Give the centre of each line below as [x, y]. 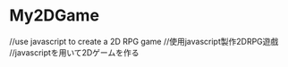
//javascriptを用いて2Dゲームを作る [74, 52]
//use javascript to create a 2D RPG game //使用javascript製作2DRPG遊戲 [144, 41]
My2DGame [55, 16]
